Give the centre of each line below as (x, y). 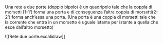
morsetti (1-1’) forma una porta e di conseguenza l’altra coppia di (70, 12)
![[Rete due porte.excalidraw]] (35, 36)
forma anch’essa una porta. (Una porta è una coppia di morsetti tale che (83, 17)
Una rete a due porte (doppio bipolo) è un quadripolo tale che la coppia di (79, 7)
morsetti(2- (147, 12)
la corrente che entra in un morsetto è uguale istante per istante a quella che (82, 22)
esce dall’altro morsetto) (29, 27)
